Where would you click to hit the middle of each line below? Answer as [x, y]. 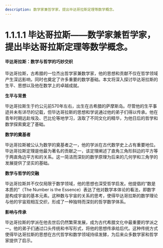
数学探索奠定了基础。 [26, 124]
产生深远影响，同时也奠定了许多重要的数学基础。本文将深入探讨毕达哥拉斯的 [81, 79]
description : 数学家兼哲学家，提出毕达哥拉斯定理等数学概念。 [61, 9]
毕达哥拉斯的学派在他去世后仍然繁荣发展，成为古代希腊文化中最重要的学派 [79, 222]
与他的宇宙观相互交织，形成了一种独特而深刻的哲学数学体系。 [67, 202]
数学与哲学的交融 [22, 173]
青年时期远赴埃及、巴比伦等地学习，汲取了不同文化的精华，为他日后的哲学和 [81, 118]
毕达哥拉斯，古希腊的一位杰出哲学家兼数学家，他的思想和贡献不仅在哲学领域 [81, 74]
